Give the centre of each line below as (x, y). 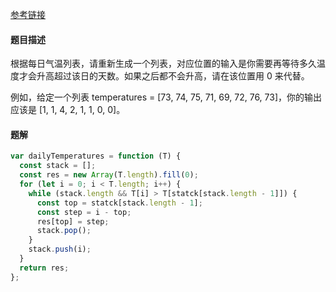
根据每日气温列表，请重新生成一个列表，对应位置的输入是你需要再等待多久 (163, 64)
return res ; (44, 268)
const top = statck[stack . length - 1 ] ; (119, 203)
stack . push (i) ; (60, 249)
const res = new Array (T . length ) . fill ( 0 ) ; (109, 175)
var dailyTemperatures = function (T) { (96, 156)
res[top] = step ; (73, 221)
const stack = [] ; (58, 166)
